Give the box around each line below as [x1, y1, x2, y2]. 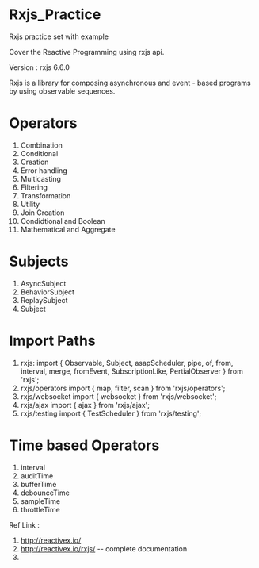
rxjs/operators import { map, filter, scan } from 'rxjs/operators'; [20, 383, 226, 393]
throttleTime [20, 505, 60, 514]
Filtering [20, 182, 48, 192]
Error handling [20, 165, 67, 175]
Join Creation [20, 208, 65, 217]
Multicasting [20, 174, 62, 183]
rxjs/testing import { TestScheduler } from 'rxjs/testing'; [20, 409, 202, 418]
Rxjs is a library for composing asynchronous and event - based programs [9, 78, 252, 87]
